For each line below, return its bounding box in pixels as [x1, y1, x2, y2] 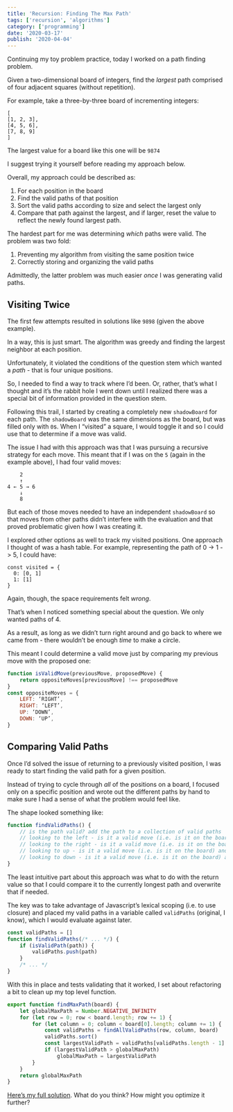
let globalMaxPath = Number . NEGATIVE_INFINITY [19, 1007, 157, 1014]
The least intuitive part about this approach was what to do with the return [7, 873, 219, 881]
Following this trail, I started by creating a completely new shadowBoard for [7, 407, 218, 416]
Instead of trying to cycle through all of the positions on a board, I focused [7, 780, 220, 788]
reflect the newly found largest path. [17, 216, 121, 225]
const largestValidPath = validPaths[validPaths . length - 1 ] [44, 1040, 225, 1047]
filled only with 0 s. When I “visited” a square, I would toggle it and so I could [7, 422, 224, 431]
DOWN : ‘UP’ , [19, 715, 54, 722]
